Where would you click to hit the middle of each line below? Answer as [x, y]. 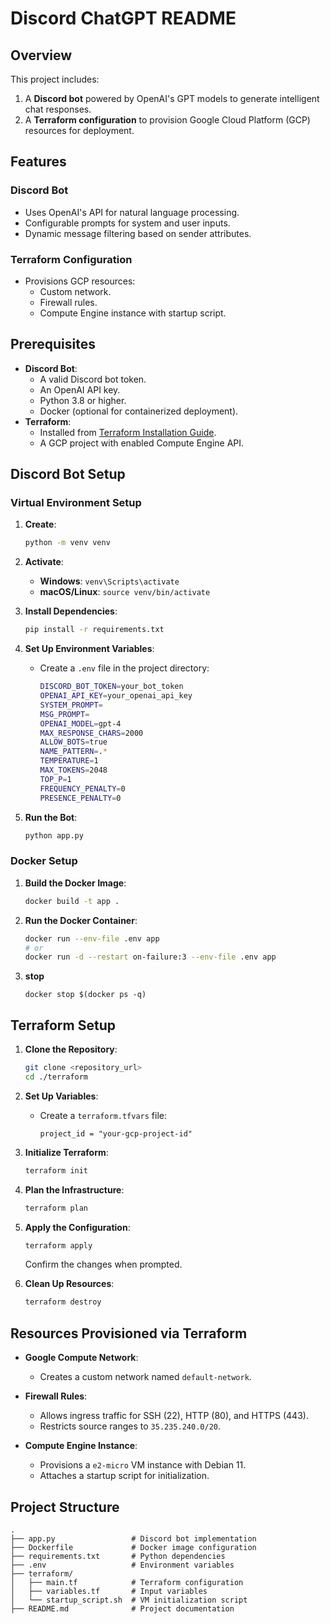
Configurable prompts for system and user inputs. [127, 223]
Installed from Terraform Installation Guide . [128, 432]
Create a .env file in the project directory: [124, 668]
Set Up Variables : [61, 1096]
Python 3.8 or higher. [83, 400]
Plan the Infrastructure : [74, 1189]
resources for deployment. [79, 130]
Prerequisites [53, 344]
